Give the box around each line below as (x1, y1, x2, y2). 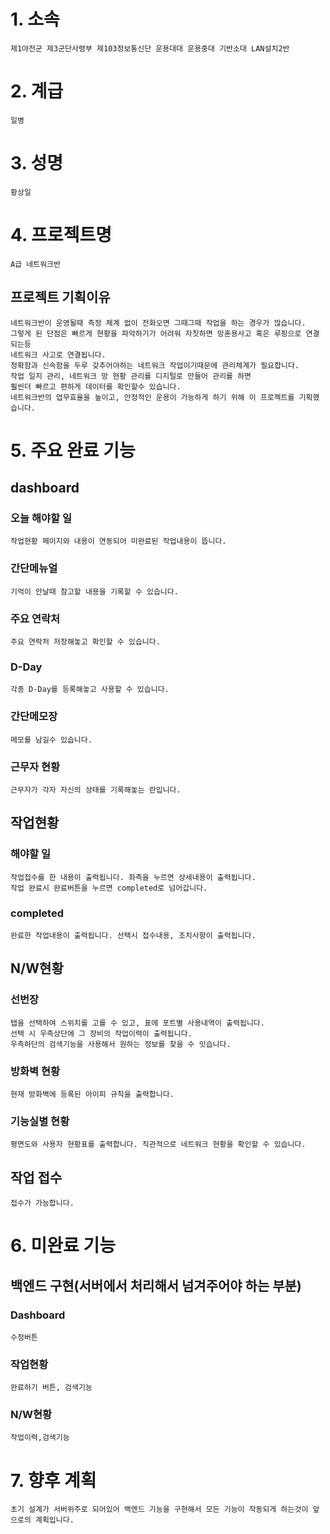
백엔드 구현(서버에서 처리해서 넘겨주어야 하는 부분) (10, 1277, 302, 1294)
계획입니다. (34, 1515, 75, 1525)
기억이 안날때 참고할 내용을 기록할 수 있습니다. (10, 586, 179, 597)
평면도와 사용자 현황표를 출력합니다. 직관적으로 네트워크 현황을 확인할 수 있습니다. (10, 1140, 307, 1150)
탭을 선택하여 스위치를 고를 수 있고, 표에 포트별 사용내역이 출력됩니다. (10, 1018, 265, 1028)
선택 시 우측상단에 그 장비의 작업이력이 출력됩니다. (10, 1028, 193, 1039)
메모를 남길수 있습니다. (10, 735, 93, 745)
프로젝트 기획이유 (10, 289, 111, 306)
